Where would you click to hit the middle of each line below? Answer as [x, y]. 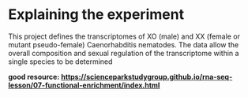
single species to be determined [60, 62]
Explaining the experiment [96, 15]
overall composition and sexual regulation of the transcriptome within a [124, 53]
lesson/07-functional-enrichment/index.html [84, 85]
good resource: [34, 76]
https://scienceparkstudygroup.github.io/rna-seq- [147, 76]
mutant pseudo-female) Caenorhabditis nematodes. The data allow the [124, 44]
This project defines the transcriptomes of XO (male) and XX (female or [124, 36]
